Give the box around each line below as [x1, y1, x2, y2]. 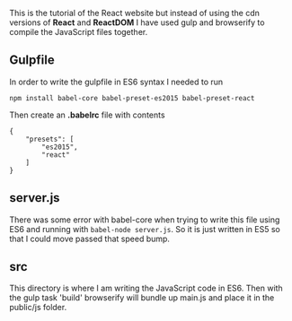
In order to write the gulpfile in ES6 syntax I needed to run [9, 76, 224, 87]
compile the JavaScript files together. [9, 27, 148, 37]
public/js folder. [9, 302, 67, 313]
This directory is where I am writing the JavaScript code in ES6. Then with [9, 282, 283, 294]
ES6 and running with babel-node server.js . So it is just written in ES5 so [9, 223, 280, 234]
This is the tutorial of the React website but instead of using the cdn [9, 8, 261, 18]
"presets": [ [25, 134, 75, 143]
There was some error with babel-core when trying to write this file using [9, 214, 280, 225]
